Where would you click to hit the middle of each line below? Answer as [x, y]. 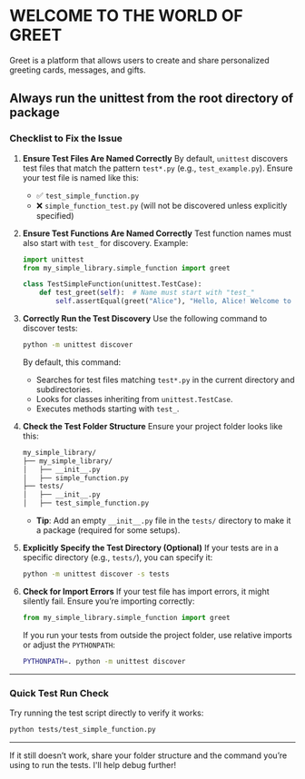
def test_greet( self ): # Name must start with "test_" [147, 293]
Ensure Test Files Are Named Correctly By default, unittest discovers [155, 158]
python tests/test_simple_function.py [83, 729]
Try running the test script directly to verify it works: [107, 713]
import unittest [53, 260]
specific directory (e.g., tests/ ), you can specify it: [118, 557]
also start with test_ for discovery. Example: [105, 242]
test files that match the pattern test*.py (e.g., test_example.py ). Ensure [157, 168]
